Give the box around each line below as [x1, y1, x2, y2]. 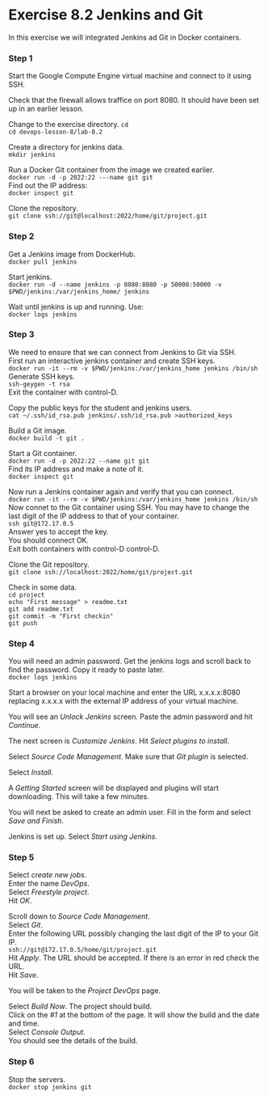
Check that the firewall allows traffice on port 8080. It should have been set [8, 95, 260, 105]
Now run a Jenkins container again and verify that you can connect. [8, 487, 234, 497]
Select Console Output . [8, 1027, 86, 1037]
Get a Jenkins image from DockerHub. [8, 249, 136, 259]
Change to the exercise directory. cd [8, 120, 129, 129]
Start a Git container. [8, 448, 77, 458]
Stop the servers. [8, 1074, 66, 1084]
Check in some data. [8, 582, 77, 592]
